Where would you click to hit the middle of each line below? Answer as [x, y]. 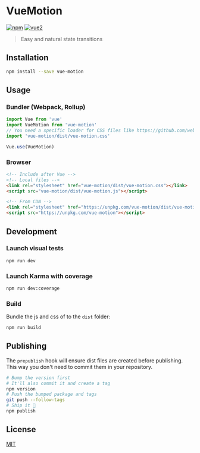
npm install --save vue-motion [45, 72]
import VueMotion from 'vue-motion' [51, 125]
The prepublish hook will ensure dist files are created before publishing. [95, 360]
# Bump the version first [38, 378]
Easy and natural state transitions [62, 39]
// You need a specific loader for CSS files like [70, 131]
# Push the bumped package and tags [51, 395]
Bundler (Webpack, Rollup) [46, 107]
